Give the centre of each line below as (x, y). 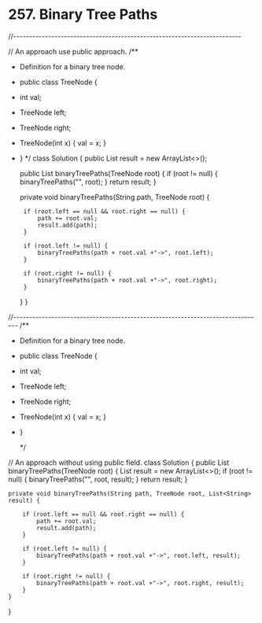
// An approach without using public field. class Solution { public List (119, 463)
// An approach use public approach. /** (74, 51)
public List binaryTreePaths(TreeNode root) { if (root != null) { (119, 173)
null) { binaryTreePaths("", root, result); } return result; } (98, 479)
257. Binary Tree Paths (83, 15)
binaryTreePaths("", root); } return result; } (88, 182)
